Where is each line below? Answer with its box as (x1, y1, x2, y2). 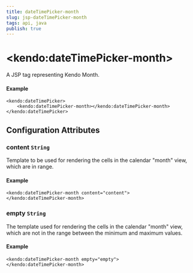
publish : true (6, 25, 42, 32)
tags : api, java (6, 20, 47, 26)
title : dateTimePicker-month (6, 8, 79, 15)
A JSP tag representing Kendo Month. (6, 71, 100, 79)
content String (6, 143, 50, 151)
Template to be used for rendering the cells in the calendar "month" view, (6, 157, 188, 164)
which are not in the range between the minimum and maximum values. (6, 229, 183, 236)
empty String (6, 209, 46, 218)
